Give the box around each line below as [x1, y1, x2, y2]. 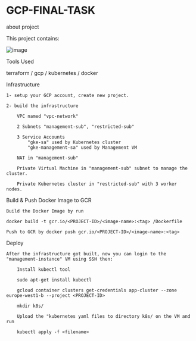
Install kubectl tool [17, 266, 70, 273]
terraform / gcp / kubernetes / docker [6, 69, 98, 76]
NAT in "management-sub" [17, 155, 79, 161]
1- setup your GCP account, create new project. [6, 92, 129, 98]
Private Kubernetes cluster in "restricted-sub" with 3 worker [17, 181, 178, 187]
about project [6, 23, 39, 30]
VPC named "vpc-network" [17, 113, 79, 119]
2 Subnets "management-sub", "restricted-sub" [17, 123, 135, 130]
